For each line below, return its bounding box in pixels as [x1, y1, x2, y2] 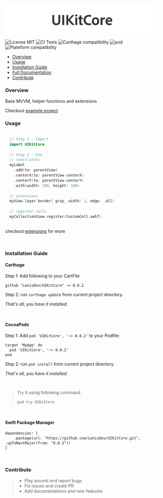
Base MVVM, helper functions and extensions [5, 98, 97, 104]
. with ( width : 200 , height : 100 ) [14, 183, 80, 188]
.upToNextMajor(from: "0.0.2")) [5, 441, 71, 446]
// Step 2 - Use [9, 152, 42, 157]
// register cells [9, 209, 47, 214]
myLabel [9, 163, 25, 167]
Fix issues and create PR [24, 483, 74, 489]
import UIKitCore [9, 142, 45, 147]
